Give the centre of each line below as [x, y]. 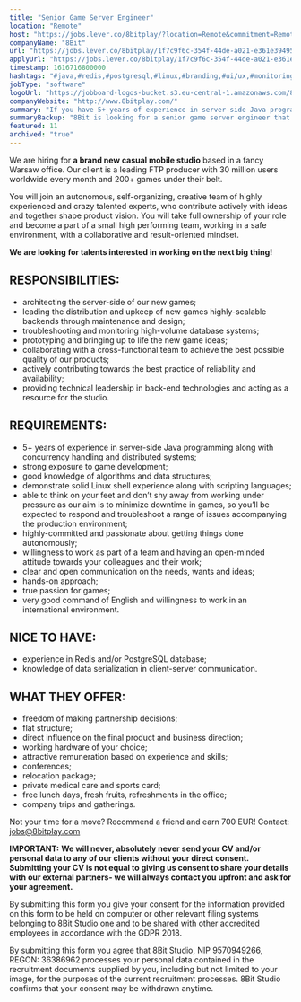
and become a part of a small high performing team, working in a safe [138, 224]
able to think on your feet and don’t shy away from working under [143, 495]
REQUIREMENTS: [58, 426]
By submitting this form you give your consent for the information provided [147, 904]
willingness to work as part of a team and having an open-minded [143, 552]
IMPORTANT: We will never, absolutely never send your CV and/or [135, 848]
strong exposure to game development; [95, 466]
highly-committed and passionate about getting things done [133, 533]
